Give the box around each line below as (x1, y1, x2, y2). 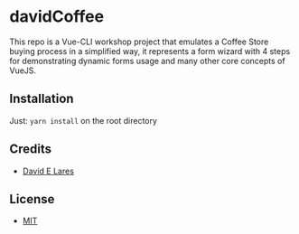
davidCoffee (9, 6, 105, 27)
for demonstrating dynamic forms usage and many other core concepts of (9, 55, 286, 66)
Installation (9, 91, 74, 107)
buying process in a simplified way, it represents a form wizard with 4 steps (9, 45, 291, 56)
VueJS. (9, 65, 37, 76)
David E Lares (22, 165, 75, 176)
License (9, 192, 55, 207)
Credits (9, 142, 52, 157)
